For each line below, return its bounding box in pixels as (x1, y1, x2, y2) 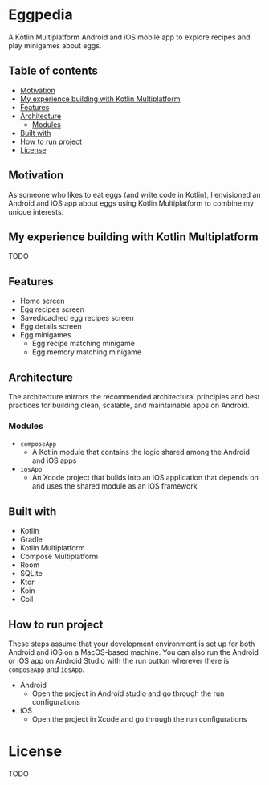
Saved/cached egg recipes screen (19, 313, 134, 323)
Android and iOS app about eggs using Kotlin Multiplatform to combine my (8, 198, 255, 208)
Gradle (19, 534, 43, 544)
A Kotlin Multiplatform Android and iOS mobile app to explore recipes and (8, 32, 251, 42)
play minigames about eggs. (8, 40, 102, 50)
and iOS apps (31, 456, 77, 465)
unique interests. (8, 206, 64, 216)
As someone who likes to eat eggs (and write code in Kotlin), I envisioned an (8, 190, 261, 199)
